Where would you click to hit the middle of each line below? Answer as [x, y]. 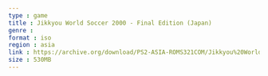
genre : [21, 30]
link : [19, 52]
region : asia [32, 45]
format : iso [30, 38]
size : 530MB [30, 60]
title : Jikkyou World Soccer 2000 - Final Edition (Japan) [110, 23]
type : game [28, 15]
